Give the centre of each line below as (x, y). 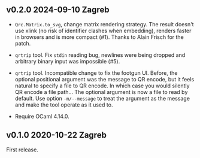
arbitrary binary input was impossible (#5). (67, 61)
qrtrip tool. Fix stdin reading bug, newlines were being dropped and (100, 55)
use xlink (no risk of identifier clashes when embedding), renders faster (103, 31)
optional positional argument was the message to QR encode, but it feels (104, 79)
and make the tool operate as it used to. (64, 105)
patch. (23, 43)
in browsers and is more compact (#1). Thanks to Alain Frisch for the (99, 37)
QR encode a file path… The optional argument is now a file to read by (101, 92)
